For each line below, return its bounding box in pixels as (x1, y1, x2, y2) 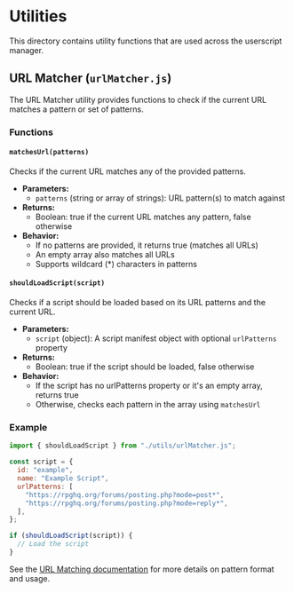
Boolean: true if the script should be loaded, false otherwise (35, 361, 255, 372)
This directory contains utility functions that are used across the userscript (9, 36, 282, 46)
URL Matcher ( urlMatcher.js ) (9, 71, 172, 86)
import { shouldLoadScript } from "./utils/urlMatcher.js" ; (9, 441, 237, 450)
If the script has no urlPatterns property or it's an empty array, (35, 380, 264, 391)
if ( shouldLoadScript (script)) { (9, 531, 133, 541)
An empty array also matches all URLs (35, 249, 175, 259)
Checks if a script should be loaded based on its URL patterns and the (9, 297, 266, 308)
